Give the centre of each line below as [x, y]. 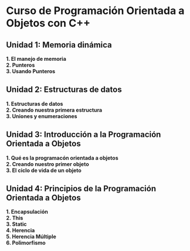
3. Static [16, 224]
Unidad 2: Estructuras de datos [64, 90]
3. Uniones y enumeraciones [42, 116]
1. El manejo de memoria [36, 59]
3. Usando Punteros [31, 71]
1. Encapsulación [27, 212]
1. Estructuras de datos [35, 104]
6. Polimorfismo [26, 243]
